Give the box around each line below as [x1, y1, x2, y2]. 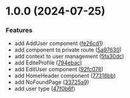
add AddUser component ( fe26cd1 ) [14, 40, 104, 47]
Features [5, 26, 33, 35]
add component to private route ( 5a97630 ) [14, 46, 122, 54]
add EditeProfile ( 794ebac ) [14, 59, 83, 66]
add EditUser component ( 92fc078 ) [14, 66, 104, 73]
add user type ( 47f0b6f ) [14, 85, 75, 93]
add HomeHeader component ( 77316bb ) [14, 72, 116, 80]
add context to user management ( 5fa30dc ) [14, 53, 125, 60]
